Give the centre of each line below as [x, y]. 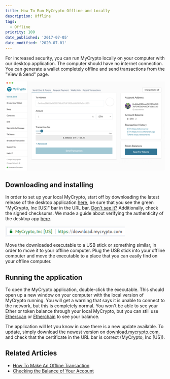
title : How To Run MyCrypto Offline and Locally [58, 11]
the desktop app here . [28, 219]
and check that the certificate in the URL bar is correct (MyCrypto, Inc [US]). [85, 337]
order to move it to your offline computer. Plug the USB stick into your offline [85, 251]
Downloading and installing [49, 185]
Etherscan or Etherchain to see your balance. [53, 317]
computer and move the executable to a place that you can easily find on [81, 256]
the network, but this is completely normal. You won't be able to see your [82, 306]
